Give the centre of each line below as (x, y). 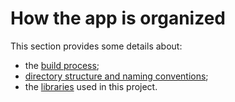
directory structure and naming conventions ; (116, 76)
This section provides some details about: (96, 46)
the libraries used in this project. (91, 86)
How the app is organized (118, 18)
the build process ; (62, 65)
